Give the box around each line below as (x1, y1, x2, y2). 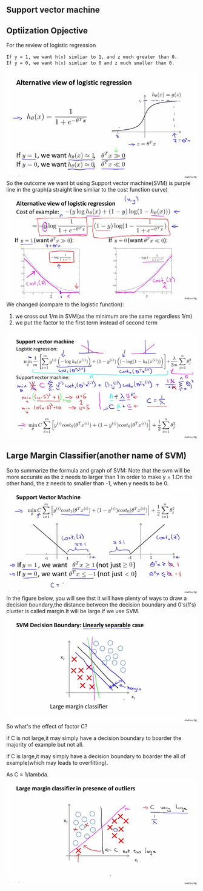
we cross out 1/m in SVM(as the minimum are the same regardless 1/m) (15, 312, 193, 320)
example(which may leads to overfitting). (6, 759, 108, 766)
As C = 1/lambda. (6, 770, 49, 778)
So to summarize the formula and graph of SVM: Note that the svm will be (6, 466, 191, 474)
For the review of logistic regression (6, 42, 96, 49)
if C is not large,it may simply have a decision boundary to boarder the (6, 734, 182, 742)
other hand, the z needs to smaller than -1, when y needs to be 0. (6, 479, 169, 487)
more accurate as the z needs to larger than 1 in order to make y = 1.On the (6, 473, 193, 480)
